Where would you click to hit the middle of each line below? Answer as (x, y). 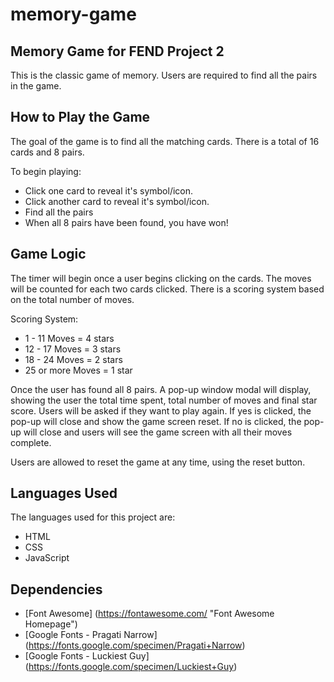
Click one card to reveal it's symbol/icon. (109, 190)
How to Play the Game (80, 117)
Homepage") (51, 624)
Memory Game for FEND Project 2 (117, 51)
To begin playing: (46, 171)
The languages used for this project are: (93, 517)
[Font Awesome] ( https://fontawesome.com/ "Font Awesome (149, 614)
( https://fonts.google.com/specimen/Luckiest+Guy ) (131, 667)
